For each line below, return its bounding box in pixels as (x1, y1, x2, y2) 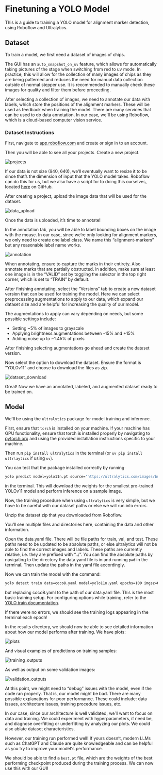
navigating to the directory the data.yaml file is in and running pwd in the (5, 556, 148, 562)
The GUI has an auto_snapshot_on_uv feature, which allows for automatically (5, 61, 157, 67)
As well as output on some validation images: (5, 667, 96, 672)
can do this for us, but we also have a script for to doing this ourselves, (5, 179, 147, 185)
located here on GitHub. (5, 184, 53, 190)
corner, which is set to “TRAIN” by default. (5, 276, 90, 282)
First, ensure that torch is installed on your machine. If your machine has (5, 425, 150, 431)
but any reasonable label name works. (5, 242, 81, 248)
